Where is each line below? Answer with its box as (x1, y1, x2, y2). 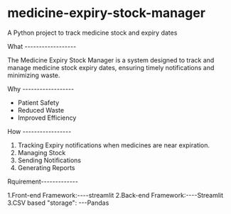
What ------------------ (7, 42, 77, 50)
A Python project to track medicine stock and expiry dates (7, 28, 178, 37)
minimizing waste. (7, 71, 60, 79)
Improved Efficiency (17, 113, 77, 122)
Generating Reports (17, 163, 75, 171)
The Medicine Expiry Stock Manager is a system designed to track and (7, 55, 215, 64)
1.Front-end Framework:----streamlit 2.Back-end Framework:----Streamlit (7, 191, 224, 199)
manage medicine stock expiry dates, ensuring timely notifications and (7, 63, 215, 72)
